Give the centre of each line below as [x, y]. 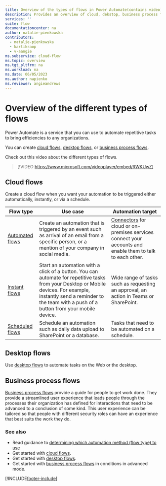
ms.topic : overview [25, 61]
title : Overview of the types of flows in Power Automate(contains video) [84, 10]
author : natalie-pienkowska [34, 33]
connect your [126, 239]
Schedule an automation [67, 323]
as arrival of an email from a [71, 235]
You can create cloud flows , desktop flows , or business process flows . [77, 147]
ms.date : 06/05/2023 [26, 74]
